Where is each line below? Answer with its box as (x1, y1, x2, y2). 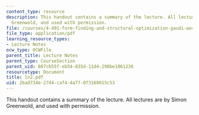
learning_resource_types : (6, 36, 70, 42)
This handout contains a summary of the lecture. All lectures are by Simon (6, 96, 187, 103)
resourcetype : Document (6, 69, 65, 75)
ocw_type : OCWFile (6, 47, 52, 53)
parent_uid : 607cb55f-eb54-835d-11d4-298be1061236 (6, 63, 134, 70)
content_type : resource (6, 8, 65, 15)
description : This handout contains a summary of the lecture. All (6, 14, 176, 20)
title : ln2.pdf (6, 74, 44, 80)
